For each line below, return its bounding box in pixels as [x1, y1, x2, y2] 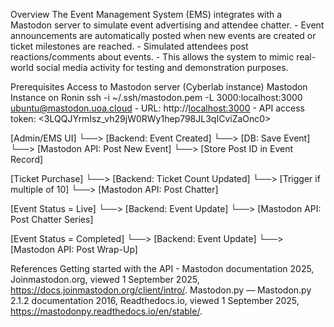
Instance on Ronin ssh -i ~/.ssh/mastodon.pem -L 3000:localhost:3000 [10, 92, 303, 103]
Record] [10, 154, 44, 165]
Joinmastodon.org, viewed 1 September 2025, [10, 274, 200, 285]
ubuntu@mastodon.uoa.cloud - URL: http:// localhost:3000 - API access [10, 102, 305, 114]
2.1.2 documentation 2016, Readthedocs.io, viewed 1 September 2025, [10, 295, 300, 306]
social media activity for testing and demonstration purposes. [35, 62, 289, 73]
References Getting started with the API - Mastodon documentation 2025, [10, 263, 315, 274]
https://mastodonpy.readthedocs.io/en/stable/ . [10, 305, 203, 317]
